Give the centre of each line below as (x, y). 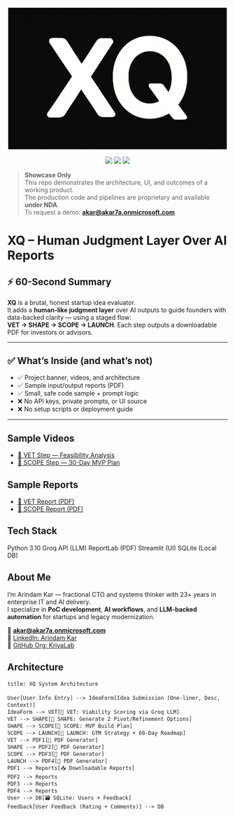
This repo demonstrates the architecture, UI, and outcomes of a (116, 182)
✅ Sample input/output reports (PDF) (71, 386)
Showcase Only (48, 175)
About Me (29, 578)
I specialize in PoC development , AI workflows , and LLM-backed (102, 609)
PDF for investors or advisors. (50, 332)
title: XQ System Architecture (53, 684)
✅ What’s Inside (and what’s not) (80, 361)
